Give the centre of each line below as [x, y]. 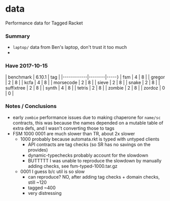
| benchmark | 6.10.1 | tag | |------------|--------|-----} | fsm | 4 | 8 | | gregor [85, 77]
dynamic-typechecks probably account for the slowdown [88, 155]
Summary [18, 36]
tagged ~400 [42, 188]
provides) [38, 150]
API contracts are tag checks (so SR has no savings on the [89, 144]
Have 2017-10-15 [27, 66]
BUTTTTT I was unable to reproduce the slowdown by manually [95, 160]
